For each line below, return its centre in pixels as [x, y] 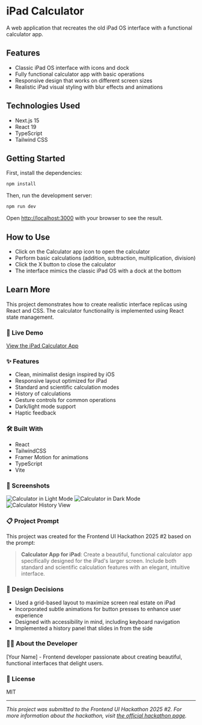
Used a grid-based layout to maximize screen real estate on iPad [95, 602]
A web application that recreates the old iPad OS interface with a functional [99, 28]
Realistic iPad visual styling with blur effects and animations [89, 87]
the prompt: [21, 543]
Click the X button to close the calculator [65, 264]
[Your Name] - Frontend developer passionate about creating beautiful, [94, 657]
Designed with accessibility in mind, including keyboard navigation [97, 621]
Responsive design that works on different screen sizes [84, 80]
